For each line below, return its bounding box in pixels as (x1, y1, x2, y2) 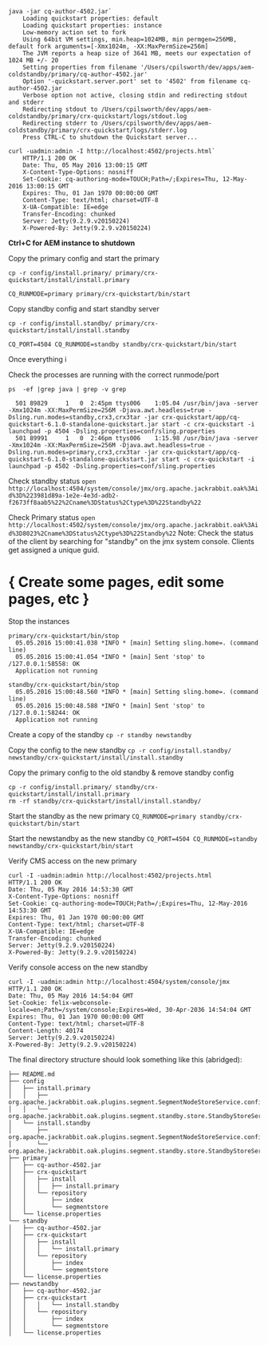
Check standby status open (8, 476, 97, 486)
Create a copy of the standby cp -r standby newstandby (8, 729, 192, 739)
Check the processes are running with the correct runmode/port (8, 370, 219, 379)
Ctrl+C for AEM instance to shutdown (8, 238, 136, 248)
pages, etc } (8, 590, 90, 609)
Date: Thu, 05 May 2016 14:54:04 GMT (8, 991, 134, 1000)
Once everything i (8, 355, 67, 363)
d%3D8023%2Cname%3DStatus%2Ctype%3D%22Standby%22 (8, 530, 177, 538)
